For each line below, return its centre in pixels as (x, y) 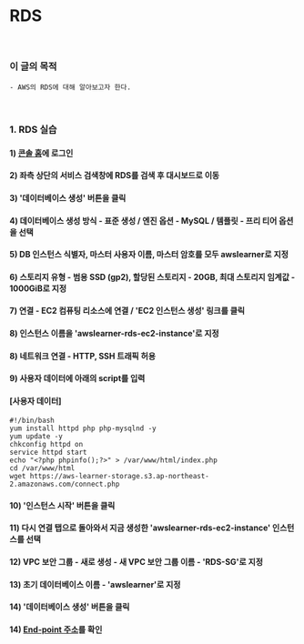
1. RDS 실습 (33, 130)
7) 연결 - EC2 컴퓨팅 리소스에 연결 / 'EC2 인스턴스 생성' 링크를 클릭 (127, 311)
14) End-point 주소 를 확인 (56, 629)
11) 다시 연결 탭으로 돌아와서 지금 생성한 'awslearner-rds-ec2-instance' (140, 528)
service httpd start (49, 453)
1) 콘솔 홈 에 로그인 (41, 153)
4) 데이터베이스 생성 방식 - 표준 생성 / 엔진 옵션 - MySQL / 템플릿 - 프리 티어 (143, 220)
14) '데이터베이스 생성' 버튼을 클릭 (70, 607)
